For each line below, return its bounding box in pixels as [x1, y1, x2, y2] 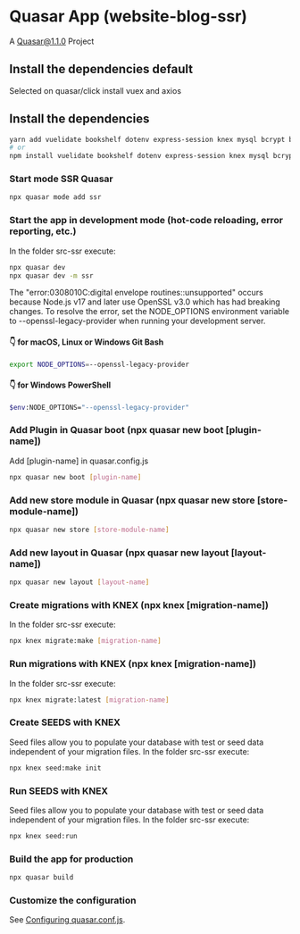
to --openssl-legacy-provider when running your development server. [9, 315, 266, 327]
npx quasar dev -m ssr [9, 271, 94, 280]
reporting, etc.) [9, 225, 77, 238]
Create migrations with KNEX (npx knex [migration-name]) [9, 599, 270, 611]
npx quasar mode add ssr [9, 193, 102, 202]
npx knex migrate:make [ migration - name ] [9, 637, 162, 646]
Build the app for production [9, 853, 134, 865]
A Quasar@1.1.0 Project [9, 36, 95, 46]
